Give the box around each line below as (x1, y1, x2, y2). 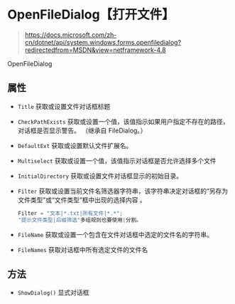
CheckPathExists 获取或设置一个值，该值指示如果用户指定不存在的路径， (17, 117, 229, 125)
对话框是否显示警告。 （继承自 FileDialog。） (17, 126, 147, 135)
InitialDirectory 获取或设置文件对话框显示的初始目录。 (17, 172, 183, 180)
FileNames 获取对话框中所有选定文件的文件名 (17, 245, 148, 253)
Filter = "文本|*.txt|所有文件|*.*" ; (17, 209, 123, 217)
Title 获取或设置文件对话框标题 (17, 102, 111, 110)
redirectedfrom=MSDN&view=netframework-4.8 (24, 46, 166, 54)
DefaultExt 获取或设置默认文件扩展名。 (17, 141, 133, 150)
